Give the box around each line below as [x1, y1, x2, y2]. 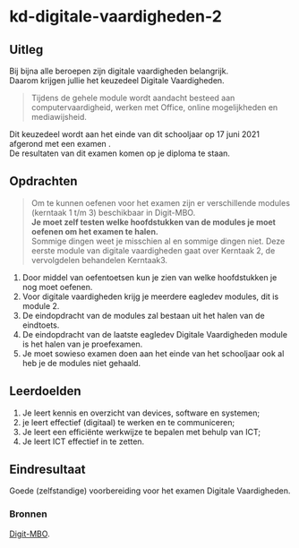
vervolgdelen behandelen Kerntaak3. [30, 254, 168, 265]
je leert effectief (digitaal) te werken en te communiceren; [21, 416, 235, 427]
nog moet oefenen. [21, 281, 93, 292]
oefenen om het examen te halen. [30, 226, 159, 236]
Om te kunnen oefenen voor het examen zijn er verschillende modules [30, 197, 291, 208]
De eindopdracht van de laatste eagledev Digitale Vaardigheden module [21, 329, 288, 339]
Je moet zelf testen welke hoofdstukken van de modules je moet [30, 217, 276, 227]
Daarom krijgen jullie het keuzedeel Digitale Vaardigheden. [9, 75, 226, 86]
